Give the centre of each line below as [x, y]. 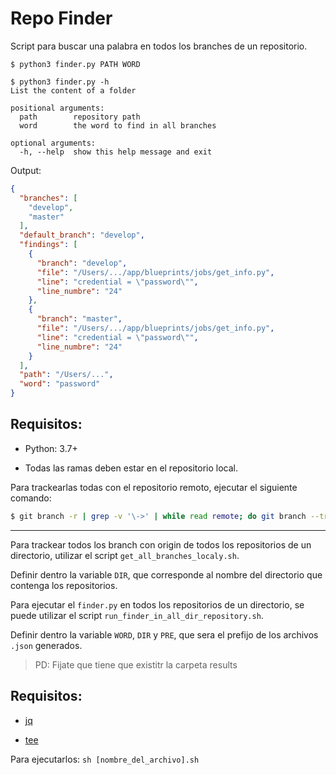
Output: [26, 170]
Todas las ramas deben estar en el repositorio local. [131, 468]
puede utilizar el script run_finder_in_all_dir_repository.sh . [137, 615]
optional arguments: [53, 143]
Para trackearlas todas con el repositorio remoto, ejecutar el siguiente [154, 487]
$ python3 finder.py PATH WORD [75, 64]
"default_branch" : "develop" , [82, 235]
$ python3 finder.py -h [60, 82]
